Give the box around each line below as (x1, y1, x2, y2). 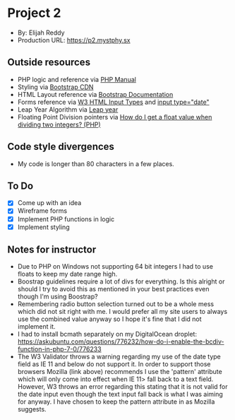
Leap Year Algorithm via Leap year (17, 105, 119, 114)
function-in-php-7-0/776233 (17, 345, 102, 354)
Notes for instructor (7, 244, 97, 256)
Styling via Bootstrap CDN (17, 83, 94, 91)
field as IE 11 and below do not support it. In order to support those (17, 360, 211, 368)
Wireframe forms (17, 206, 68, 215)
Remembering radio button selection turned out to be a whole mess (17, 300, 214, 308)
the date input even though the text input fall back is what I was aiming (17, 390, 224, 399)
